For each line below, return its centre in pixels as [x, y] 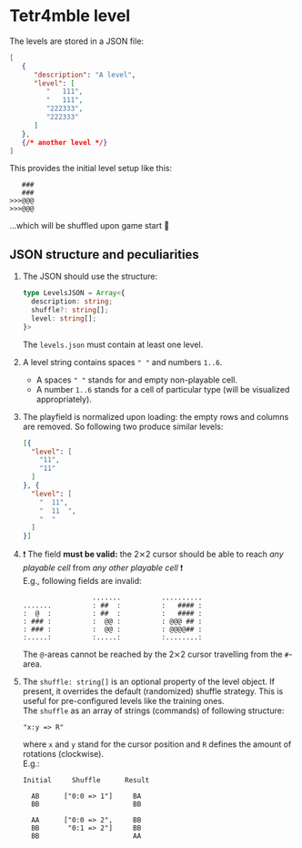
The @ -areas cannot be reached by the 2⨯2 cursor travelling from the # [156, 654]
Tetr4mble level [70, 16]
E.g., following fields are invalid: [82, 581]
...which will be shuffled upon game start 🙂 [90, 226]
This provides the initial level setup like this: [91, 169]
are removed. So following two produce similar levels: [123, 426]
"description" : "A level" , [85, 75]
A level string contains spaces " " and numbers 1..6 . [122, 362]
